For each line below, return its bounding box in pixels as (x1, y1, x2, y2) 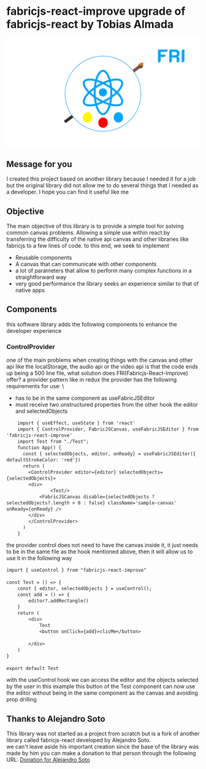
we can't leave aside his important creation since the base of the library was (6, 743, 199, 750)
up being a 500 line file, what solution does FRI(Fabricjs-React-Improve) (6, 370, 188, 377)
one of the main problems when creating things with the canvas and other (6, 356, 193, 364)
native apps (15, 287, 45, 294)
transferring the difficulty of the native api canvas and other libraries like (6, 235, 189, 243)
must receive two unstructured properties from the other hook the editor (15, 401, 198, 408)
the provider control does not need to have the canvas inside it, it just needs (6, 542, 199, 549)
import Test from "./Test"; (17, 439, 89, 445)
